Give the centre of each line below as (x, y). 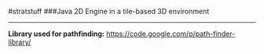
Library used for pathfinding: (56, 34)
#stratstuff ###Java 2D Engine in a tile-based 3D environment (109, 11)
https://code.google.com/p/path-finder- (170, 34)
